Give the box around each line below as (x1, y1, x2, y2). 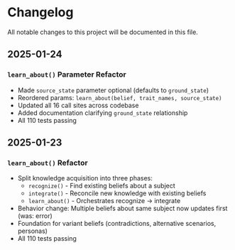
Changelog (7, 4, 74, 21)
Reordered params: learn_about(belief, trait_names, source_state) (17, 93, 222, 102)
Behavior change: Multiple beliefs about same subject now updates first (17, 204, 228, 213)
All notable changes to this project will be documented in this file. (7, 28, 199, 36)
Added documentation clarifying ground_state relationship (17, 108, 188, 117)
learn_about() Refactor (7, 158, 88, 168)
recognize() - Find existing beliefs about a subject (28, 182, 175, 190)
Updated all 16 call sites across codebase (17, 101, 139, 109)
